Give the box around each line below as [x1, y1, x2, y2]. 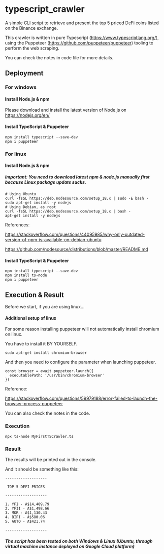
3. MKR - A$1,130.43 [5, 510, 48, 515]
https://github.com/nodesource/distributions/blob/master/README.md [5, 246, 149, 253]
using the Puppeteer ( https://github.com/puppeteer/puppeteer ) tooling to [5, 40, 154, 45]
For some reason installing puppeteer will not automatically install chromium [5, 326, 159, 332]
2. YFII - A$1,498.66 [5, 506, 50, 511]
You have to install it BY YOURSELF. [5, 341, 78, 347]
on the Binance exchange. [5, 25, 58, 31]
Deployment [5, 69, 44, 78]
